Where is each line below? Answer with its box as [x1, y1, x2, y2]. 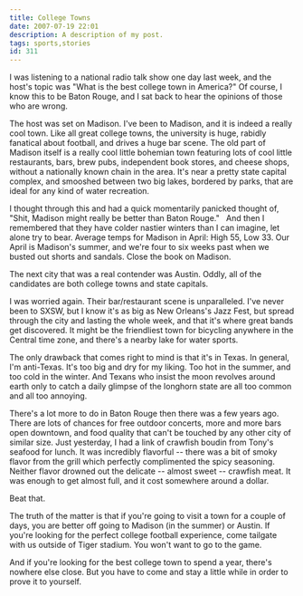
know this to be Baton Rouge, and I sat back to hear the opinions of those [9, 91, 283, 102]
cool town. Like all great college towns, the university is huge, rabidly [9, 128, 267, 139]
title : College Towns [9, 13, 91, 23]
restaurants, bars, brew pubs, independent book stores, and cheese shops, [9, 157, 289, 168]
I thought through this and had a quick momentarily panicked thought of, [9, 203, 279, 214]
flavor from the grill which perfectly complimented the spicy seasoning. [9, 457, 276, 467]
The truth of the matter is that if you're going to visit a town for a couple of [9, 511, 287, 522]
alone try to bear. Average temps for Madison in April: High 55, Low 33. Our [9, 232, 290, 243]
